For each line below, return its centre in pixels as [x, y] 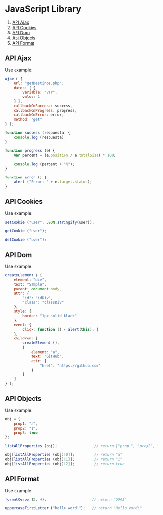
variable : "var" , [40, 92]
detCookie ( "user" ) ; [26, 240]
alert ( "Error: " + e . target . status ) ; [53, 182]
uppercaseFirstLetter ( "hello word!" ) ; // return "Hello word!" [73, 508]
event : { [23, 325]
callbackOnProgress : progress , [45, 110]
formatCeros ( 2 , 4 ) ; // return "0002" [66, 499]
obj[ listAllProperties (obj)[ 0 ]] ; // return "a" [64, 455]
